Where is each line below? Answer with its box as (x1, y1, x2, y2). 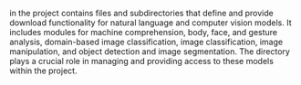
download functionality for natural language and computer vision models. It (9, 17, 292, 28)
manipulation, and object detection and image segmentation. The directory (9, 46, 290, 57)
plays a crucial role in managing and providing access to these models (9, 56, 274, 66)
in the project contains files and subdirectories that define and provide (9, 8, 274, 18)
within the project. (9, 65, 78, 76)
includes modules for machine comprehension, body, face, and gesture (9, 27, 278, 37)
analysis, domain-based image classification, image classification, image (9, 36, 284, 47)
